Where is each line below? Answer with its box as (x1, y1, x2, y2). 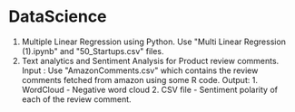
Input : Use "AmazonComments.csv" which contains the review (21, 65, 259, 76)
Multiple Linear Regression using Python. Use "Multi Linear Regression (21, 36, 287, 47)
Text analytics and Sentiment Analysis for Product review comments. (21, 55, 280, 66)
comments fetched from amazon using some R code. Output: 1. (21, 74, 258, 85)
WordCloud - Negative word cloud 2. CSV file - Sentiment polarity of (21, 84, 279, 95)
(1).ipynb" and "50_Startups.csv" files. (21, 45, 164, 56)
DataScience (8, 6, 107, 27)
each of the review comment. (21, 93, 133, 105)
